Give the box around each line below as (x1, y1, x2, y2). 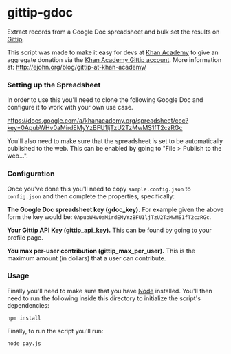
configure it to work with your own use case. (7, 103, 133, 112)
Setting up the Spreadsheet (7, 80, 101, 90)
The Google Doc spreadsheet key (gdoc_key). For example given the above (7, 205, 224, 214)
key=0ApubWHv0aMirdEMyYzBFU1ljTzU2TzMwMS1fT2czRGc (7, 124, 183, 132)
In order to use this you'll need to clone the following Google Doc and (7, 96, 203, 104)
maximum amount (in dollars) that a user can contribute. (7, 253, 166, 262)
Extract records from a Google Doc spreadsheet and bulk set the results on (7, 28, 220, 36)
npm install (7, 315, 41, 322)
